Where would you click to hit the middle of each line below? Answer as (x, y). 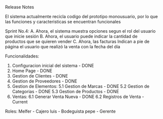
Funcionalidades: (22, 56)
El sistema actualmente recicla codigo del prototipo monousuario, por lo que (81, 16)
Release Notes (19, 7)
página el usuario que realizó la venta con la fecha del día (63, 47)
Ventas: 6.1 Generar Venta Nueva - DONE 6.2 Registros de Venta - (78, 97)
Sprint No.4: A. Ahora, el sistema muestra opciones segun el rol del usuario (80, 31)
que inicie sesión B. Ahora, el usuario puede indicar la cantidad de (71, 36)
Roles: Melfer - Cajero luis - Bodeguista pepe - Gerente (60, 111)
